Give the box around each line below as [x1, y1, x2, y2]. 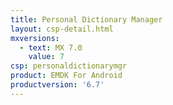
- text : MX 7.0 [19, 42, 83, 53]
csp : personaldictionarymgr [10, 61, 128, 71]
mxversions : [10, 33, 60, 43]
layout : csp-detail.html [10, 24, 114, 34]
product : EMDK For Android [10, 71, 123, 81]
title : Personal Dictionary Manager [10, 14, 163, 25]
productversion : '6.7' [10, 80, 105, 90]
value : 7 [28, 52, 65, 62]
